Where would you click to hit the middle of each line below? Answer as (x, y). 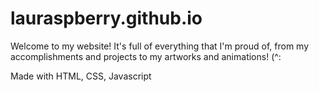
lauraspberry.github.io (106, 18)
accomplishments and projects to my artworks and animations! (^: (146, 56)
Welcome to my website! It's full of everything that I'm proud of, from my (160, 46)
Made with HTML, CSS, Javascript (81, 76)
